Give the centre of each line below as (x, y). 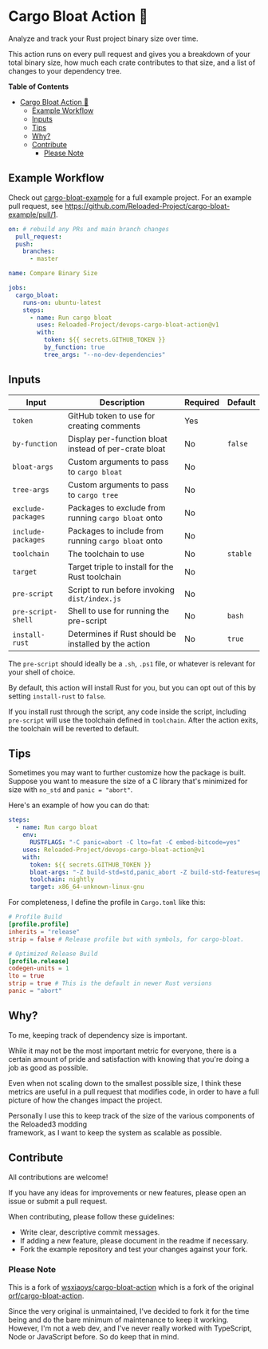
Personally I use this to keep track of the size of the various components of (132, 1115)
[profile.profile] (39, 924)
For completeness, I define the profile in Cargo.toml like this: (107, 903)
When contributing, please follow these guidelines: (92, 1216)
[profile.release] (39, 961)
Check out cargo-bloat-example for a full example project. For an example (130, 197)
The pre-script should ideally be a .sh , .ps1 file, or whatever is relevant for (132, 663)
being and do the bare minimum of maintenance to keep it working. (118, 1319)
